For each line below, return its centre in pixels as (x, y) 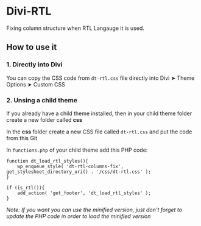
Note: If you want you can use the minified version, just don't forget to (94, 210)
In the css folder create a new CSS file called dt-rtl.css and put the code (99, 132)
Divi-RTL (29, 11)
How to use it (32, 47)
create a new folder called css (44, 119)
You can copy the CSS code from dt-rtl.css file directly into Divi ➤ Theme (100, 78)
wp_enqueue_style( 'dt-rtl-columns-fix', (70, 166)
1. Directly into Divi (34, 65)
